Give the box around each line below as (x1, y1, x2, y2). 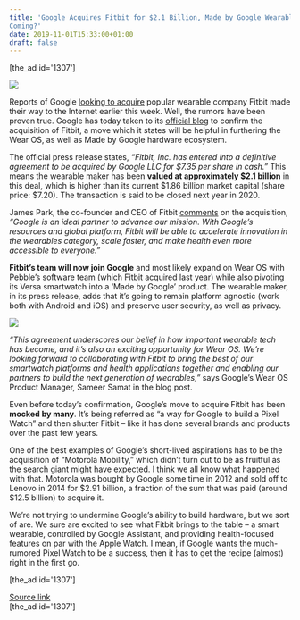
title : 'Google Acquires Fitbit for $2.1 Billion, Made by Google (9, 13, 262, 22)
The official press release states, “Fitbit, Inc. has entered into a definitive (9, 152, 277, 163)
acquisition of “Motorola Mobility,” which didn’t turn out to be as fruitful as (9, 455, 281, 465)
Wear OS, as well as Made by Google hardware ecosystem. (9, 135, 228, 146)
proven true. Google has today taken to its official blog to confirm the (9, 115, 263, 126)
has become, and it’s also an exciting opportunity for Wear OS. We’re (9, 344, 265, 355)
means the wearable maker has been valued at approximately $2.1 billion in (9, 171, 290, 181)
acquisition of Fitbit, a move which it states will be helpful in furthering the (9, 125, 281, 136)
